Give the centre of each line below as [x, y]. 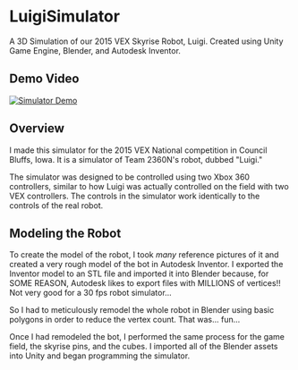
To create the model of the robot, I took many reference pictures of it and [144, 255]
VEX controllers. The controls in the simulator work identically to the [135, 196]
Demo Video [44, 79]
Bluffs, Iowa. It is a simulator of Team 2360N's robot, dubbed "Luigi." [136, 159]
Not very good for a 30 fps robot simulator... [90, 293]
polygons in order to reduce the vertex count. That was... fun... [125, 320]
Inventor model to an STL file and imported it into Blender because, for [139, 273]
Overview [37, 128]
